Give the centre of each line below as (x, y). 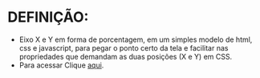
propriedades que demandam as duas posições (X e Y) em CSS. (126, 56)
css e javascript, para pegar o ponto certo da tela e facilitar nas (124, 47)
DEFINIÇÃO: (48, 17)
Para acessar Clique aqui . (61, 65)
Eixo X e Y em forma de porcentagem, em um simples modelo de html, (136, 39)
